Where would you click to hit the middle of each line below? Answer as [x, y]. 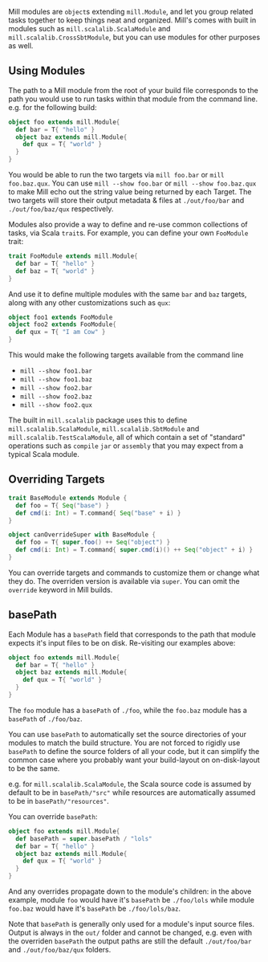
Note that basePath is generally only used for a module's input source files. [132, 924]
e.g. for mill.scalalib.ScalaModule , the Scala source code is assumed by [130, 784]
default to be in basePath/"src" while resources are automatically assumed [132, 792]
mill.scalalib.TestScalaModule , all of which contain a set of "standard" [127, 438]
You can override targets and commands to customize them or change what [134, 573]
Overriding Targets [57, 480]
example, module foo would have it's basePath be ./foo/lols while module [132, 900]
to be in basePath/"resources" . [59, 801]
